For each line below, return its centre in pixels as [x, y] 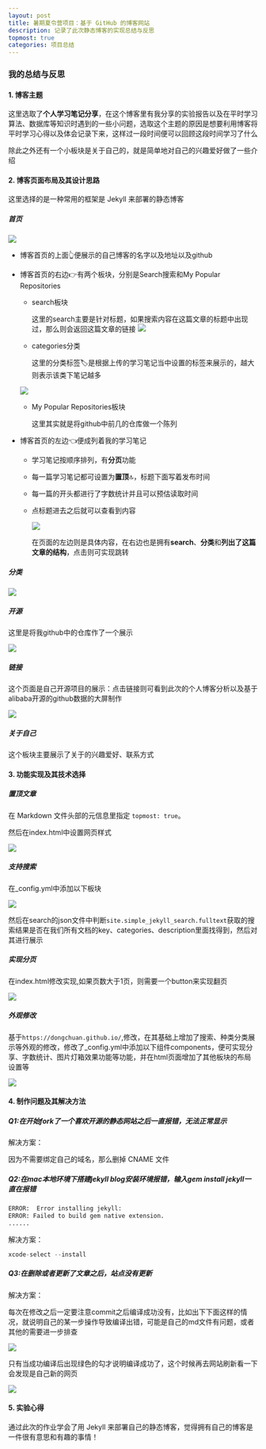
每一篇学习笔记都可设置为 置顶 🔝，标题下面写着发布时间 [121, 477]
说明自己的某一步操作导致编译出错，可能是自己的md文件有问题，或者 [142, 1321]
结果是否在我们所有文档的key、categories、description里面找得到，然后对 [136, 930]
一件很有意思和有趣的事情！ [53, 1436]
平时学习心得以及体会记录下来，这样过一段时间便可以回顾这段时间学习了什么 [133, 134]
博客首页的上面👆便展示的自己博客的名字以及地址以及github [116, 256]
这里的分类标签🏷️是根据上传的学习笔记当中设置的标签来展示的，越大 [143, 363]
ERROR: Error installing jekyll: [65, 1209]
